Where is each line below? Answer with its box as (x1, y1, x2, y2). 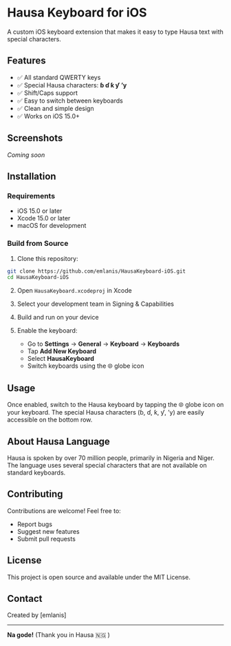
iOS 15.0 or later (16, 207, 63, 215)
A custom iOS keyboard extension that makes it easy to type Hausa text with (7, 28, 223, 36)
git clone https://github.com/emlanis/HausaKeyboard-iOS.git (7, 267, 186, 275)
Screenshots (7, 132, 63, 144)
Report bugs (16, 520, 53, 528)
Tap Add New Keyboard (27, 347, 97, 355)
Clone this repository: (16, 254, 78, 262)
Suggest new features (16, 527, 80, 535)
